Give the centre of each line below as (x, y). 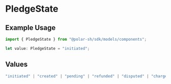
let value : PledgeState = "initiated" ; (48, 48)
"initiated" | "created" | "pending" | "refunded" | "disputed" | (77, 76)
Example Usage (31, 28)
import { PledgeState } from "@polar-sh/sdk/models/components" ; (76, 39)
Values (17, 64)
